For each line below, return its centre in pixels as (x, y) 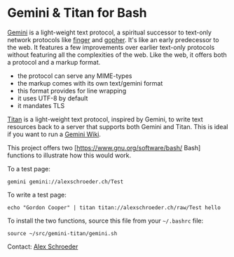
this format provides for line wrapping (72, 91)
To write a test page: (37, 195)
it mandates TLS (41, 105)
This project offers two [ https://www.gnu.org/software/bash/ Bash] (104, 147)
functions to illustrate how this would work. (69, 155)
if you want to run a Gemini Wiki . (54, 134)
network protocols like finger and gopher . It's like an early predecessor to (113, 39)
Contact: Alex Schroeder (43, 246)
